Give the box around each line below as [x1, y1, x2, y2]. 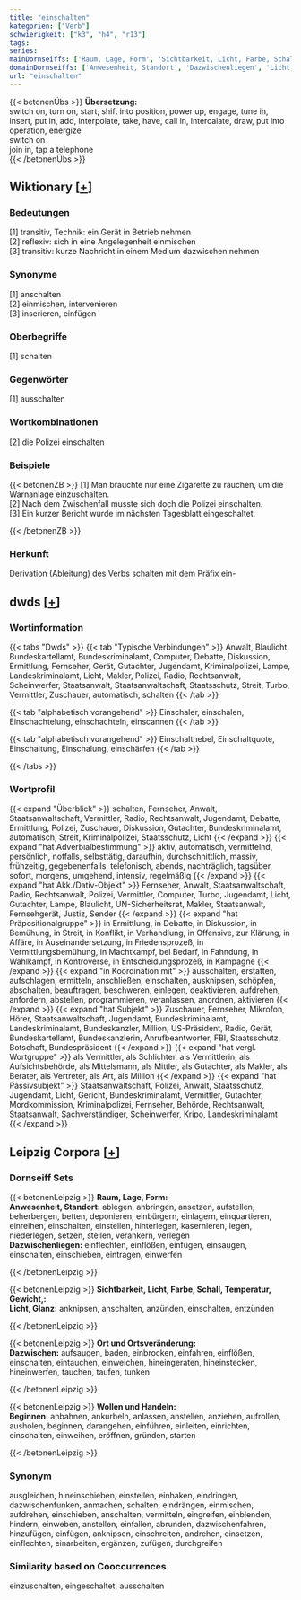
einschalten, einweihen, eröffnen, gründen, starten [9, 1429, 196, 1440]
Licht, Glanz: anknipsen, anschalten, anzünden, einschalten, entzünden [9, 1303, 275, 1313]
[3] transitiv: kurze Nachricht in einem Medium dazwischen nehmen [9, 246, 260, 257]
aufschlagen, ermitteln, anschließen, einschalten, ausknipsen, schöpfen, [9, 976, 276, 986]
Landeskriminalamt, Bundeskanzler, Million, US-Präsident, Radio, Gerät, [9, 1023, 273, 1034]
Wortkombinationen [9, 416, 99, 429]
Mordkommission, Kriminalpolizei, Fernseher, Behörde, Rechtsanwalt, [9, 1100, 265, 1110]
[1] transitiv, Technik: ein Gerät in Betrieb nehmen [9, 226, 191, 238]
